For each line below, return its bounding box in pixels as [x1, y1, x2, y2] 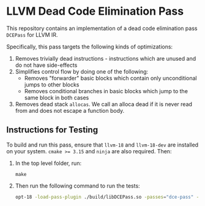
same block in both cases [24, 94, 89, 101]
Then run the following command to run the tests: [15, 182, 140, 189]
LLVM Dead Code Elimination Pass [6, 4, 184, 18]
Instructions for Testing [6, 124, 99, 135]
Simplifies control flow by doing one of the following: [15, 67, 149, 75]
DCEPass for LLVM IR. [6, 31, 58, 38]
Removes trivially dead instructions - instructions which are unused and [15, 55, 196, 62]
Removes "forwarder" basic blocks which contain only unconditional [24, 74, 197, 82]
